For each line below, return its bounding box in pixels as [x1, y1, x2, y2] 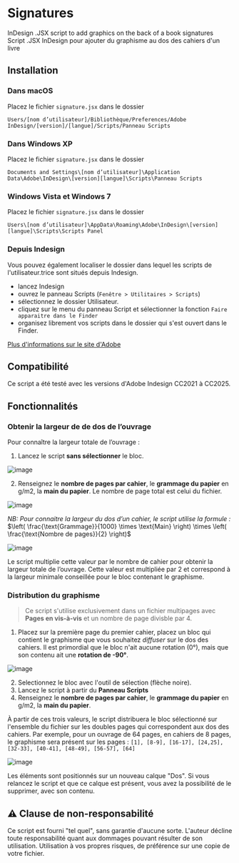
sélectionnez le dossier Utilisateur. [17, 297, 119, 306]
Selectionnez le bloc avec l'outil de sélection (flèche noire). [17, 678, 192, 687]
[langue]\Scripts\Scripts [7, 228, 84, 235]
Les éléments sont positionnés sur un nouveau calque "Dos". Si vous [7, 772, 210, 780]
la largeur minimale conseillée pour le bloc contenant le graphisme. [7, 572, 205, 581]
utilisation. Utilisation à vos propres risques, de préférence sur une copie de [7, 842, 230, 850]
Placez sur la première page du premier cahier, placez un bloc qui [17, 628, 211, 637]
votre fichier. [7, 849, 45, 858]
